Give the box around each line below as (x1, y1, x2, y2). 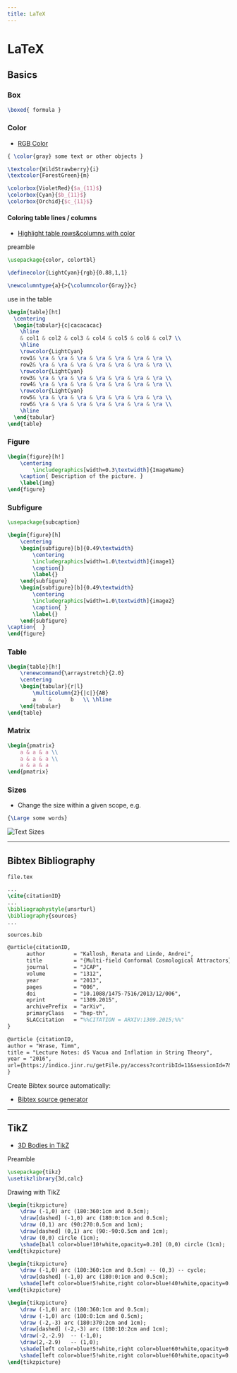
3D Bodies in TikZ (17, 1141, 70, 1149)
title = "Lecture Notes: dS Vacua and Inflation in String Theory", (7, 1049, 213, 1056)
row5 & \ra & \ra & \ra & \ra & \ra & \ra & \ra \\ (20, 394, 172, 401)
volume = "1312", (25, 970, 102, 977)
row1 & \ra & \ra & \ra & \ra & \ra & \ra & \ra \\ (20, 355, 172, 362)
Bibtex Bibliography (7, 854, 95, 867)
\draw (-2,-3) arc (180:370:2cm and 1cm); (20, 1319, 147, 1326)
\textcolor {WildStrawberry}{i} (7, 166, 99, 173)
